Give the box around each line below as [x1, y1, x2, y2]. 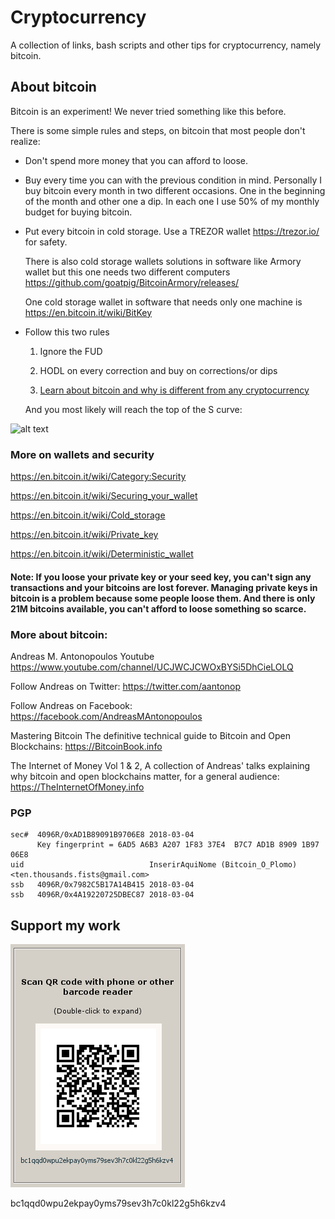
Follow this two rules [24, 326, 110, 338]
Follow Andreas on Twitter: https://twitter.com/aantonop [10, 680, 242, 692]
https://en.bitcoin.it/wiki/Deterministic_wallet [10, 548, 194, 560]
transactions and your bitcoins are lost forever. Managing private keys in [10, 581, 318, 593]
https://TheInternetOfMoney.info [10, 781, 145, 793]
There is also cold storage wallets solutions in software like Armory [24, 255, 302, 267]
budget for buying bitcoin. [24, 206, 133, 218]
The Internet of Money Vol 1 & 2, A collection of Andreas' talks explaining [10, 759, 311, 771]
